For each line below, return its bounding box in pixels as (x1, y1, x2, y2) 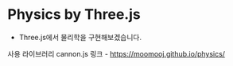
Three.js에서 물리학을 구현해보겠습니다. (18, 32, 142, 42)
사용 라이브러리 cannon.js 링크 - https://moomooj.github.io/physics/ (7, 49, 226, 58)
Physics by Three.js (7, 5, 141, 24)
